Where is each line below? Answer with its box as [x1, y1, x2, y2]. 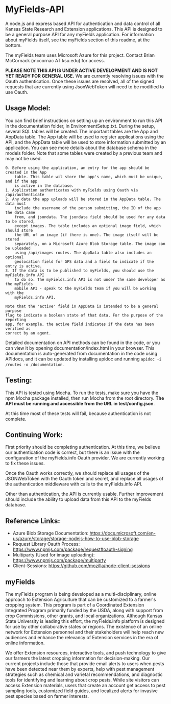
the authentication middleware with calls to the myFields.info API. [5, 481, 143, 487]
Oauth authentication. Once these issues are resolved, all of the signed [5, 78, 155, 84]
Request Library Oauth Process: [12, 541, 80, 547]
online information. [5, 640, 45, 646]
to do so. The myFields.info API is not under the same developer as [14, 277, 166, 282]
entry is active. [5, 263, 42, 269]
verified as [5, 326, 31, 331]
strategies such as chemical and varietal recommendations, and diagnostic [5, 671, 163, 677]
